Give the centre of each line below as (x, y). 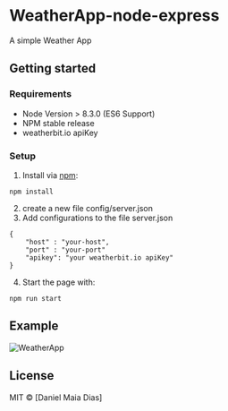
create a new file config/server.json (88, 208)
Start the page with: (59, 282)
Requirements (41, 94)
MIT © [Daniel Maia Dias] (56, 397)
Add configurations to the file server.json (97, 218)
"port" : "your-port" (65, 250)
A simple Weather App (51, 40)
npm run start (36, 298)
